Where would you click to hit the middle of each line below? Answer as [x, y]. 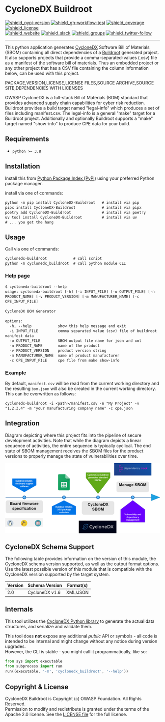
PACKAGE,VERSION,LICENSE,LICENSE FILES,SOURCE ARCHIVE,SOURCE [80, 83]
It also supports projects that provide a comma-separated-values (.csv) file [81, 57]
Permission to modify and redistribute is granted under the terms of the [77, 709]
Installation [23, 166]
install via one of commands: [34, 193]
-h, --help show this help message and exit [68, 326]
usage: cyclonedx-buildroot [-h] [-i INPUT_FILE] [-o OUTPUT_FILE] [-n [80, 292]
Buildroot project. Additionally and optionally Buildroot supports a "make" [79, 118]
